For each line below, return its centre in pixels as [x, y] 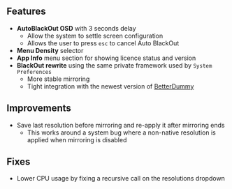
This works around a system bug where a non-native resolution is [121, 133]
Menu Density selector [50, 50]
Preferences [34, 72]
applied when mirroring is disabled [77, 139]
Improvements [39, 108]
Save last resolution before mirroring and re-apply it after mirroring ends [121, 125]
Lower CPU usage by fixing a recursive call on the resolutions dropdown [121, 179]
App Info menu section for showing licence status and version [106, 58]
